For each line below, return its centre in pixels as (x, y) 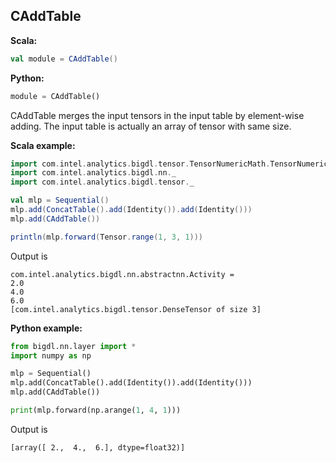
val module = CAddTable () (64, 59)
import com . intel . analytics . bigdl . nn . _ (93, 173)
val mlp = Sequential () (60, 200)
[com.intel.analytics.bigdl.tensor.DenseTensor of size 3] (136, 309)
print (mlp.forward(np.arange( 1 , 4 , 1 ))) (96, 410)
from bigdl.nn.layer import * (73, 346)
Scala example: (43, 145)
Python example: (46, 328)
